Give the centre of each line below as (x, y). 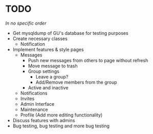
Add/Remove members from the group (76, 82)
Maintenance (34, 109)
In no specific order (26, 23)
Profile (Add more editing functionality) (61, 115)
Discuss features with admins (44, 120)
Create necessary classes (40, 39)
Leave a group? (52, 76)
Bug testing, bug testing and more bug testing (61, 126)
